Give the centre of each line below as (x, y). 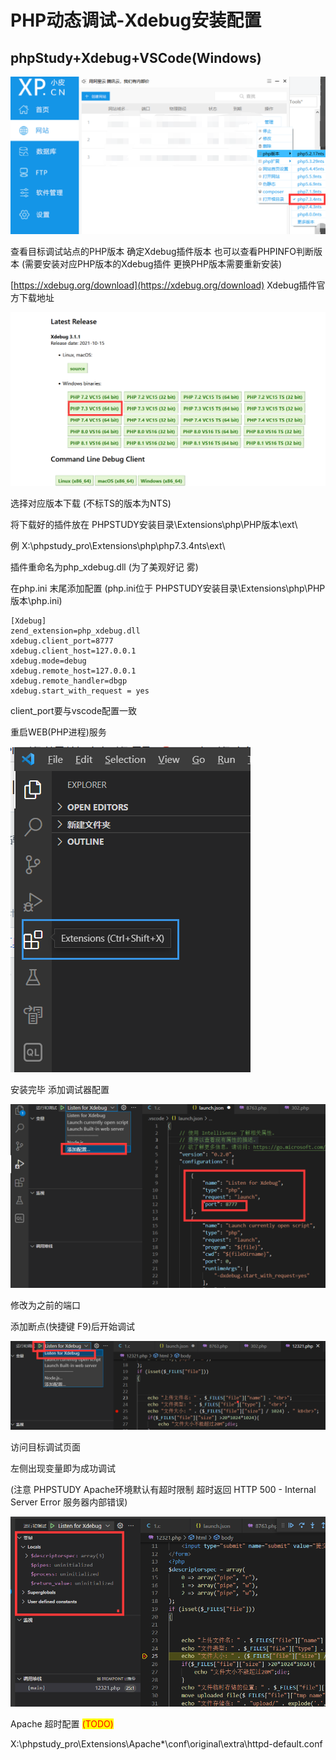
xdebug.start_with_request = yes (80, 691)
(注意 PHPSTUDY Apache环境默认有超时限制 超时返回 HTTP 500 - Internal (163, 1490)
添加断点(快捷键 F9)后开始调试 (73, 1327)
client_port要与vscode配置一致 (74, 711)
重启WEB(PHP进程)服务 (58, 732)
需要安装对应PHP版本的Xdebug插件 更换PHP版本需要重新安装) (153, 264)
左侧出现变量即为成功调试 (63, 1468)
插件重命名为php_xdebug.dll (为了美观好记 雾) (104, 567)
